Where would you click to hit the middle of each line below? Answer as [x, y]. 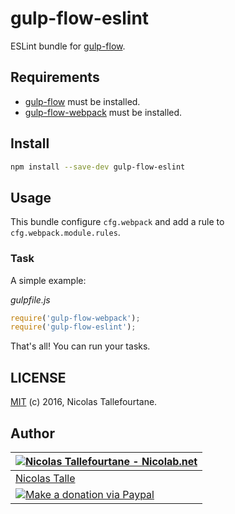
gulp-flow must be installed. [82, 101]
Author [32, 433]
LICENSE [38, 377]
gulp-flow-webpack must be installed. [103, 112]
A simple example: [48, 280]
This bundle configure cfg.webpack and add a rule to [117, 222]
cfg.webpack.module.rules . [65, 233]
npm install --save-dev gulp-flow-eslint [98, 167]
